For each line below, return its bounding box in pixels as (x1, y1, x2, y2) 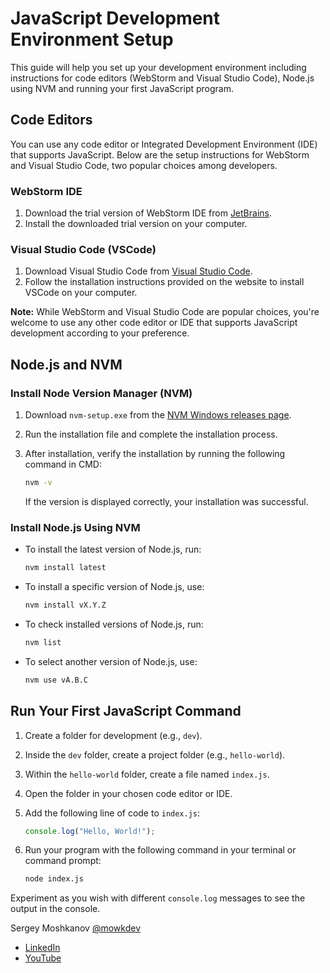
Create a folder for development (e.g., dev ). (24, 729, 203, 741)
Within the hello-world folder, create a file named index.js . (24, 768, 270, 780)
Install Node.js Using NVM (10, 520, 141, 534)
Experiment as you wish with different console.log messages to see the (10, 892, 306, 904)
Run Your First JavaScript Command (10, 703, 242, 720)
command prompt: (24, 855, 102, 867)
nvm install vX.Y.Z (24, 600, 107, 611)
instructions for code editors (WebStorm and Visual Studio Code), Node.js (10, 72, 315, 84)
